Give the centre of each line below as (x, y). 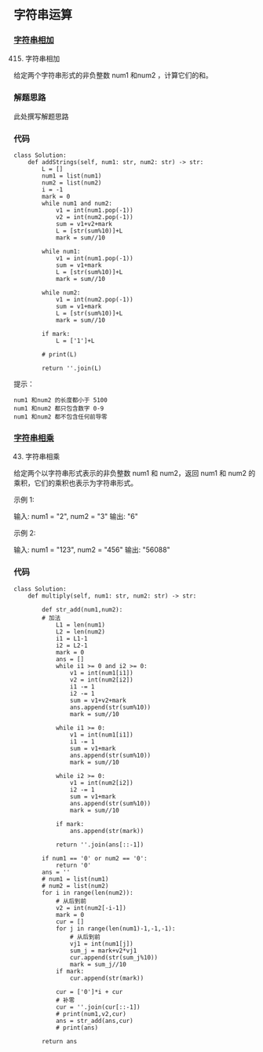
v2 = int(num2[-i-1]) (91, 908)
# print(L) (60, 355)
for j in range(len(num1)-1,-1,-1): (115, 928)
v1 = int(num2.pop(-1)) (94, 300)
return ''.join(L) (72, 369)
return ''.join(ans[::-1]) (100, 845)
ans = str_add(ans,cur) (94, 1021)
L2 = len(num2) (80, 632)
